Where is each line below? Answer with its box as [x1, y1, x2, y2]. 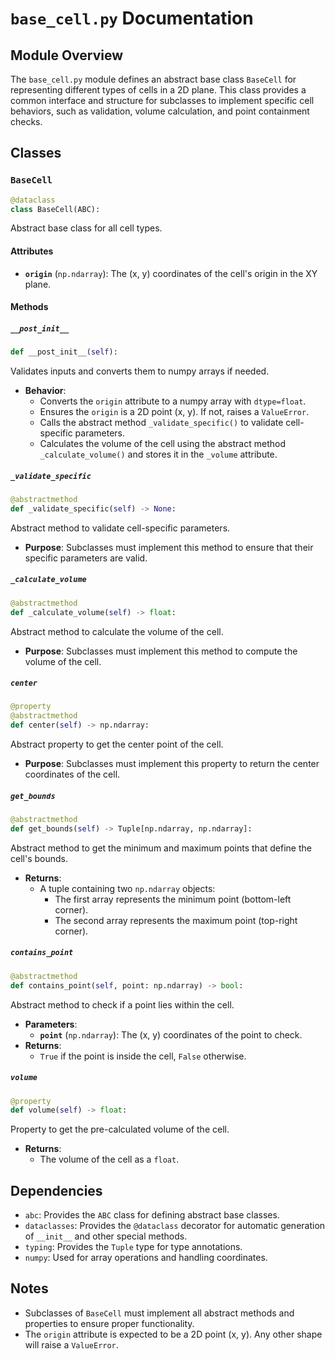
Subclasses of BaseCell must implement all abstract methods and [24, 1307, 295, 1319]
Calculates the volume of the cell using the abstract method [39, 438, 286, 450]
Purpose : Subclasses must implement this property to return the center [24, 758, 320, 770]
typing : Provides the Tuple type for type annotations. [24, 1241, 243, 1253]
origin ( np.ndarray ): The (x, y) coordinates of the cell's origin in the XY [24, 267, 318, 279]
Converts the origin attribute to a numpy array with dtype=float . [39, 395, 307, 407]
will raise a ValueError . [24, 1338, 119, 1351]
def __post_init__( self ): [10, 347, 118, 357]
